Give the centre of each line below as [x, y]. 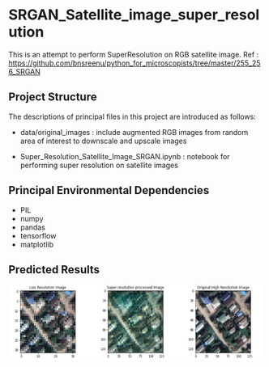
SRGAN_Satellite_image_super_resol [134, 15]
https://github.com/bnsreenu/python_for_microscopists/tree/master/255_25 [134, 63]
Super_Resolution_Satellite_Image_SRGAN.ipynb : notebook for [125, 156]
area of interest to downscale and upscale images [103, 141]
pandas [33, 227]
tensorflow [38, 235]
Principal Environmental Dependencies [109, 190]
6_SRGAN [24, 71]
